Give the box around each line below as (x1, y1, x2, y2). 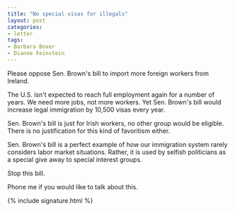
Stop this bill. (7, 169, 45, 177)
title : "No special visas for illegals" (7, 10, 129, 18)
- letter (7, 30, 33, 37)
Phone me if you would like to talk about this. (7, 182, 138, 191)
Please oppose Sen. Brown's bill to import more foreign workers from (7, 69, 209, 78)
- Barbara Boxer (7, 43, 55, 50)
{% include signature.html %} (7, 196, 93, 205)
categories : (7, 23, 42, 30)
